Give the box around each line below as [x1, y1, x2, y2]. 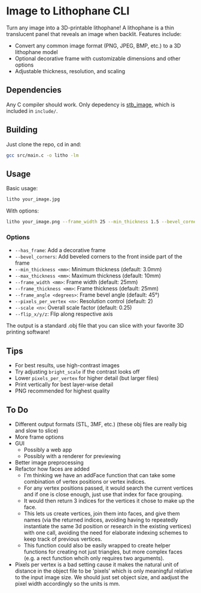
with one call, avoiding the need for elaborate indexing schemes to [23, 529, 188, 536]
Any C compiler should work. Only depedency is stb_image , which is [6, 101, 175, 108]
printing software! [6, 328, 50, 336]
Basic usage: [6, 185, 38, 192]
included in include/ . [6, 107, 58, 115]
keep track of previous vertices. [23, 535, 103, 543]
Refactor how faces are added [14, 465, 90, 472]
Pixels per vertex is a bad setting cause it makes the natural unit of [14, 561, 179, 568]
